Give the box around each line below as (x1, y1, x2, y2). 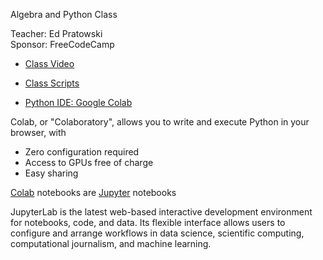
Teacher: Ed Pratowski (10, 28, 103, 39)
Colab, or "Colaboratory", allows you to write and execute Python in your (10, 116, 310, 128)
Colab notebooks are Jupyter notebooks (10, 187, 177, 198)
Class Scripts (24, 77, 80, 89)
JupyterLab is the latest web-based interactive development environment (10, 206, 313, 218)
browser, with (10, 127, 67, 138)
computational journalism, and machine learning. (10, 238, 212, 249)
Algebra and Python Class (10, 9, 118, 20)
